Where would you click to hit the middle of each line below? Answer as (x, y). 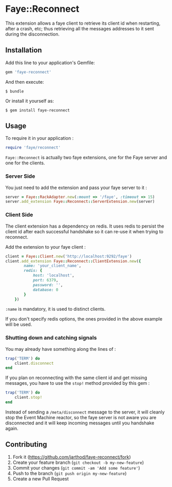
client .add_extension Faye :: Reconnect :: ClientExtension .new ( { (73, 261)
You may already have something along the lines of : (61, 349)
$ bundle (15, 91)
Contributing (26, 445)
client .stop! (28, 398)
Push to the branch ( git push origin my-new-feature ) (70, 473)
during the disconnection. (33, 34)
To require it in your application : (40, 138)
